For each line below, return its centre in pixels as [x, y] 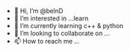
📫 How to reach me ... [47, 41]
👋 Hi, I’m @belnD [39, 11]
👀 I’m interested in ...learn [51, 18]
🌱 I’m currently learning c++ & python [69, 26]
